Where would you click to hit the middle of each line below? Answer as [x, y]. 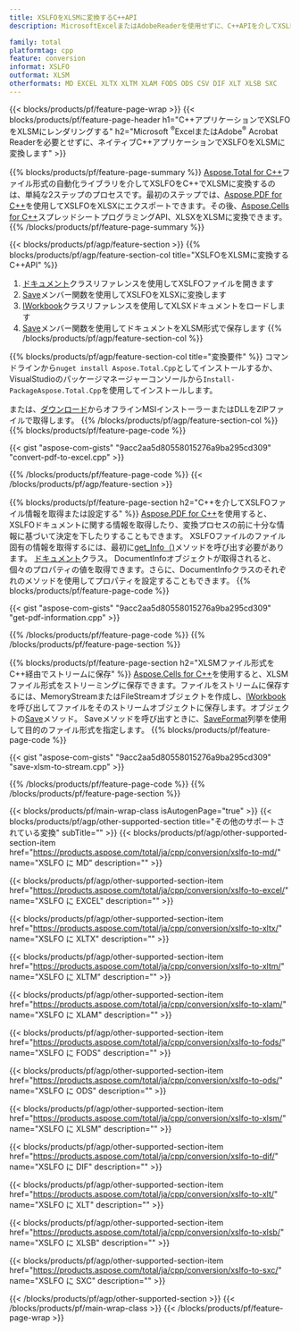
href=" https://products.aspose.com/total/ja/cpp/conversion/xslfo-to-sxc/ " [146, 1270]
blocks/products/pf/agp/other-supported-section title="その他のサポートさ [147, 822]
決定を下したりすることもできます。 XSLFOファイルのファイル [171, 536]
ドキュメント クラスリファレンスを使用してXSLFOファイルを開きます [148, 283]
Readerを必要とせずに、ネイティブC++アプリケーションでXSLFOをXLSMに [147, 142]
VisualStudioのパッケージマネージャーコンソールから [106, 379]
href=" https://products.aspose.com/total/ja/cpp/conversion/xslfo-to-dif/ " [144, 1156]
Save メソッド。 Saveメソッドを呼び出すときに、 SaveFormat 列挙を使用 [156, 719]
